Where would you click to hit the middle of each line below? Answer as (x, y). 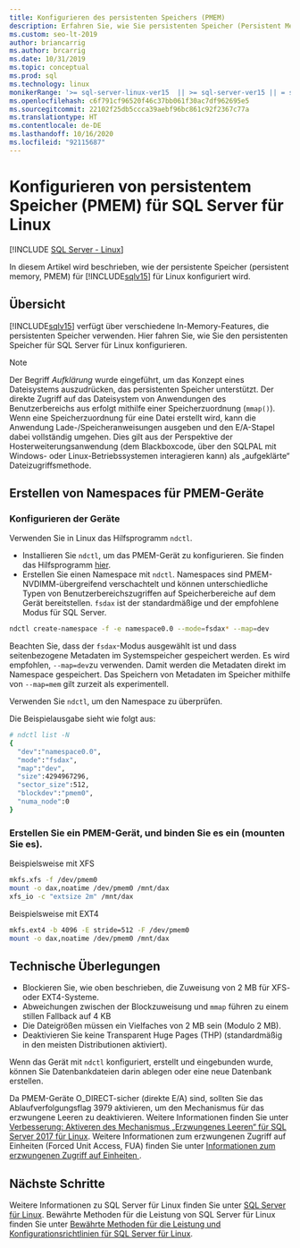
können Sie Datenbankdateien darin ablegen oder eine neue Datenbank (141, 1072)
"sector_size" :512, (54, 785)
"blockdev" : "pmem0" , (55, 794)
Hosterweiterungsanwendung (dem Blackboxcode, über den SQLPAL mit (143, 446)
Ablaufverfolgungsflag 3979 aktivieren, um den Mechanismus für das (137, 1108)
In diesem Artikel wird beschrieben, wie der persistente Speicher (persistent (149, 267)
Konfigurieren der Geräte (65, 518)
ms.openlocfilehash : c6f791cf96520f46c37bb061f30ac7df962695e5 (129, 101)
